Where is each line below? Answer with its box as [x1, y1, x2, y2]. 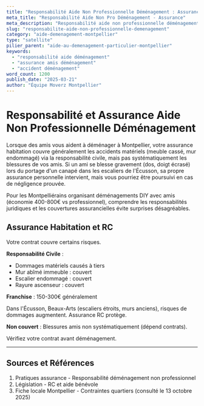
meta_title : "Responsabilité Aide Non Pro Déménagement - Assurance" [6, 15, 186, 21]
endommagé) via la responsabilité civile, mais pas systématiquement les [6, 154, 187, 161]
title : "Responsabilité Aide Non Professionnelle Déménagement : [6, 8, 175, 15]
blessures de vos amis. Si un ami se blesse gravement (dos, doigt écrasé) [6, 160, 191, 167]
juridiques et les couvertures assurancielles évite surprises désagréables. [6, 205, 191, 212]
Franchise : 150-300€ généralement [6, 293, 97, 300]
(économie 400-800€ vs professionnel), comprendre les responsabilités [6, 198, 187, 205]
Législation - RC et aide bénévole [15, 381, 98, 388]
